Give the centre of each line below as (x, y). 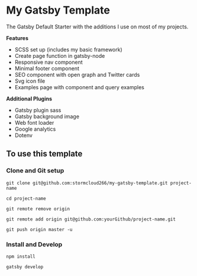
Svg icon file (30, 81)
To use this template (44, 154)
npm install (21, 256)
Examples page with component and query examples (80, 87)
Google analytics (35, 129)
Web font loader (34, 122)
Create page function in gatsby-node (60, 56)
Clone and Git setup (35, 171)
